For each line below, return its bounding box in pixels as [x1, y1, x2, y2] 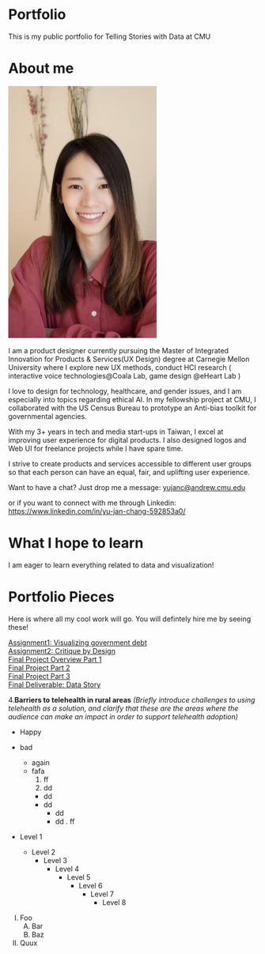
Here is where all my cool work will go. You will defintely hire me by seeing [8, 614, 252, 624]
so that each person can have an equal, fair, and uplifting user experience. [8, 468, 251, 477]
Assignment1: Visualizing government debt [8, 638, 148, 647]
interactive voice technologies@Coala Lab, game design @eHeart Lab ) [8, 371, 241, 381]
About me [8, 59, 74, 77]
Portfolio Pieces [8, 588, 115, 606]
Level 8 [102, 898, 127, 907]
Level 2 [31, 847, 56, 857]
